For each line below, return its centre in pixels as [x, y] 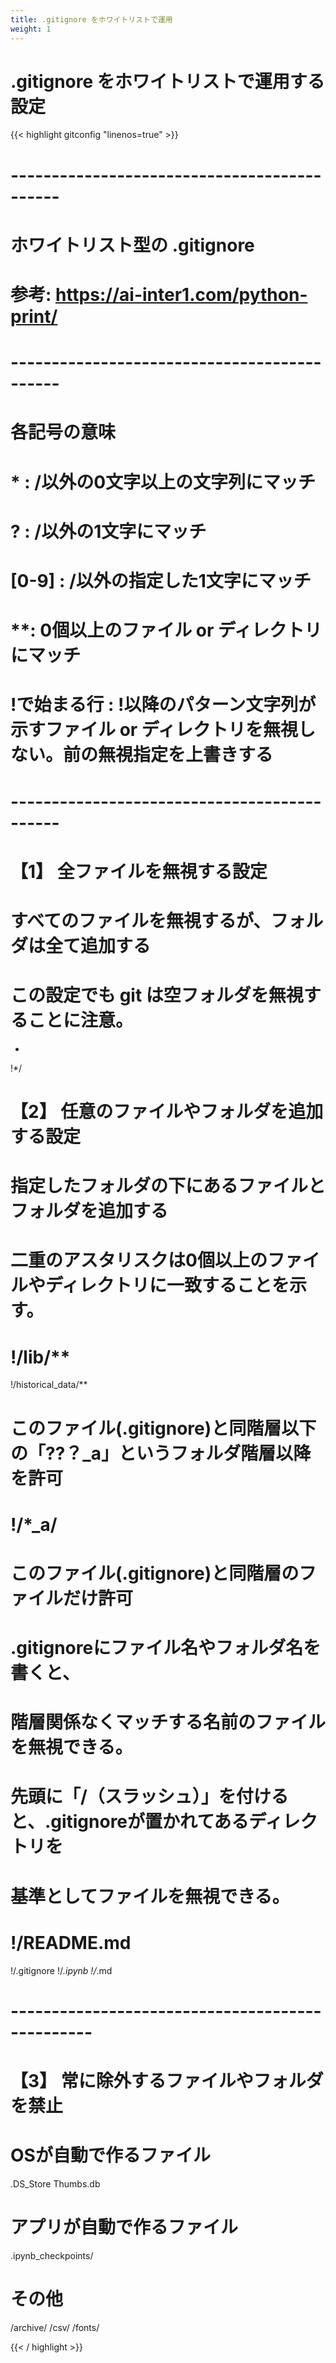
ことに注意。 [81, 1020]
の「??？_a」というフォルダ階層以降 [161, 1453]
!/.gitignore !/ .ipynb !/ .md [61, 1970]
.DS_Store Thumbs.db [55, 2183]
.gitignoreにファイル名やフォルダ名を [166, 1648]
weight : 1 [31, 29]
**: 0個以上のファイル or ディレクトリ [166, 630]
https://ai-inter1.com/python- [181, 295]
